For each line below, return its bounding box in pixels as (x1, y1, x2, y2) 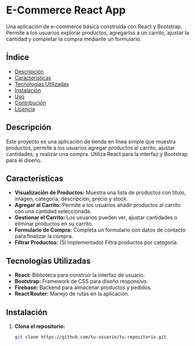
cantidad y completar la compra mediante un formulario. (6, 35, 142, 42)
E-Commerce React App (6, 4, 126, 17)
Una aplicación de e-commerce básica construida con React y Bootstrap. (6, 23, 183, 30)
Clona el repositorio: (14, 323, 65, 330)
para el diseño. (6, 157, 42, 164)
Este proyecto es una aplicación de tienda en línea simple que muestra (6, 138, 176, 145)
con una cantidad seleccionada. (14, 208, 92, 215)
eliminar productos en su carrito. (14, 221, 93, 228)
